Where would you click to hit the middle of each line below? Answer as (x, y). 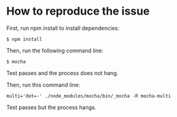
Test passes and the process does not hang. (62, 73)
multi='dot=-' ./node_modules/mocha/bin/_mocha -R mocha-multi (89, 96)
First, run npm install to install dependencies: (63, 28)
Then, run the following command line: (55, 51)
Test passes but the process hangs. (51, 107)
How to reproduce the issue (78, 11)
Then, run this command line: (43, 85)
